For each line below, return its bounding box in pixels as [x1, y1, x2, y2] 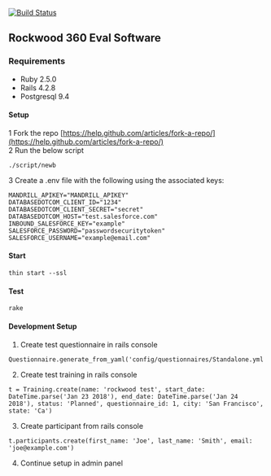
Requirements [8, 55, 66, 67]
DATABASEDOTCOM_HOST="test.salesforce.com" [8, 212, 159, 221]
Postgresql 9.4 [20, 91, 70, 101]
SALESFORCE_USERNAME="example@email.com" [8, 234, 151, 242]
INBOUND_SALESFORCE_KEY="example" [8, 220, 126, 228]
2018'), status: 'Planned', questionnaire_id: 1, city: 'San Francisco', [8, 400, 264, 408]
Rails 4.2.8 [20, 82, 56, 93]
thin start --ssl [8, 269, 68, 277]
